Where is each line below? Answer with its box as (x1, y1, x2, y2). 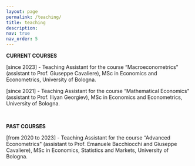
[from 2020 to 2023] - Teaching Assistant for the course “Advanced (6, 134, 170, 141)
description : (6, 25, 38, 31)
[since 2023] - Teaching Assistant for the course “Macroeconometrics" (6, 64, 179, 71)
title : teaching (6, 19, 46, 25)
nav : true (6, 31, 31, 36)
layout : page (6, 8, 38, 15)
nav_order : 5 (6, 36, 38, 42)
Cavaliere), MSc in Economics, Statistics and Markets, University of (6, 147, 169, 154)
